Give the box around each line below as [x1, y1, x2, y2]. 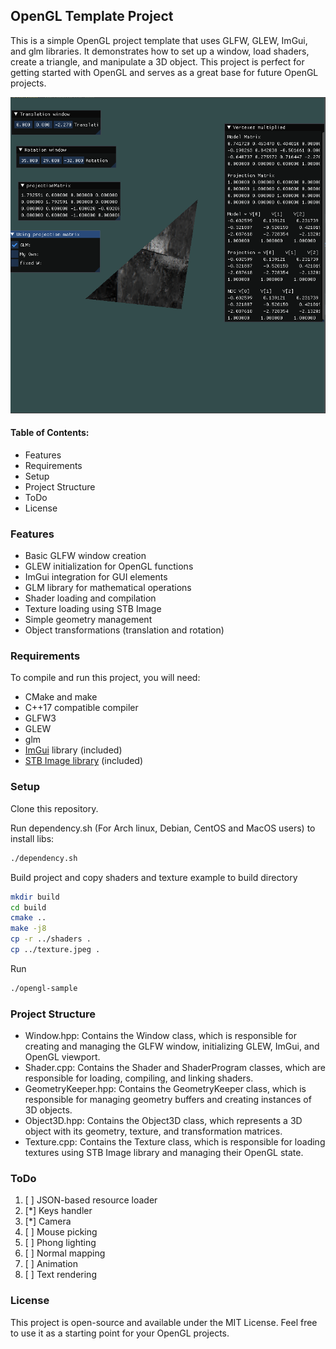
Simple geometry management [24, 614, 153, 626]
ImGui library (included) [24, 744, 123, 756]
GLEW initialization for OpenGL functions [24, 560, 194, 573]
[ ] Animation [24, 1258, 78, 1270]
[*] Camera [24, 1215, 72, 1228]
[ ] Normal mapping [24, 1247, 106, 1259]
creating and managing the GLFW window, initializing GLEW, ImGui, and [24, 1040, 320, 1053]
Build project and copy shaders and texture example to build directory [10, 871, 298, 883]
